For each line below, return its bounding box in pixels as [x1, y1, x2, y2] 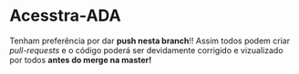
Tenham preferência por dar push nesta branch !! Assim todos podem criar [9, 35, 290, 46]
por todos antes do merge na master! [9, 54, 152, 65]
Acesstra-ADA [9, 5, 121, 26]
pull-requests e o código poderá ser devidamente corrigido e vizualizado [9, 44, 284, 55]
